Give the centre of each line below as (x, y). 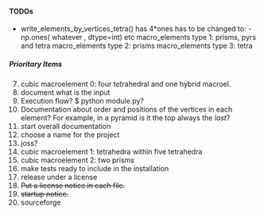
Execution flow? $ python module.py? (82, 101)
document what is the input (65, 92)
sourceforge (41, 202)
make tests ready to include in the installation (95, 169)
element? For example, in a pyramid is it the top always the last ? (125, 118)
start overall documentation (66, 127)
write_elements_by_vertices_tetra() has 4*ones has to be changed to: (133, 29)
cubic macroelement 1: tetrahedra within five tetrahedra (111, 152)
